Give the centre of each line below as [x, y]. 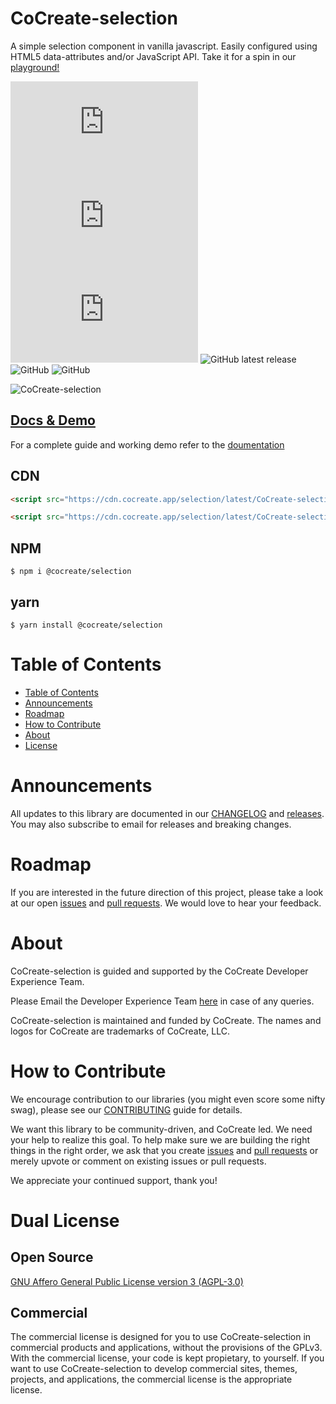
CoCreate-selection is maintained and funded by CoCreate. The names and [166, 1020]
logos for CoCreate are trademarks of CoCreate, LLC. [120, 1031]
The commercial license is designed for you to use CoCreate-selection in [161, 1337]
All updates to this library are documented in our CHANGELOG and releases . [167, 813]
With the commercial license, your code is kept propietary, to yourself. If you [167, 1358]
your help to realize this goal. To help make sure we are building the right [160, 1139]
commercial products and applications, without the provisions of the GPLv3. [166, 1348]
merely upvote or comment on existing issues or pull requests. [138, 1161]
